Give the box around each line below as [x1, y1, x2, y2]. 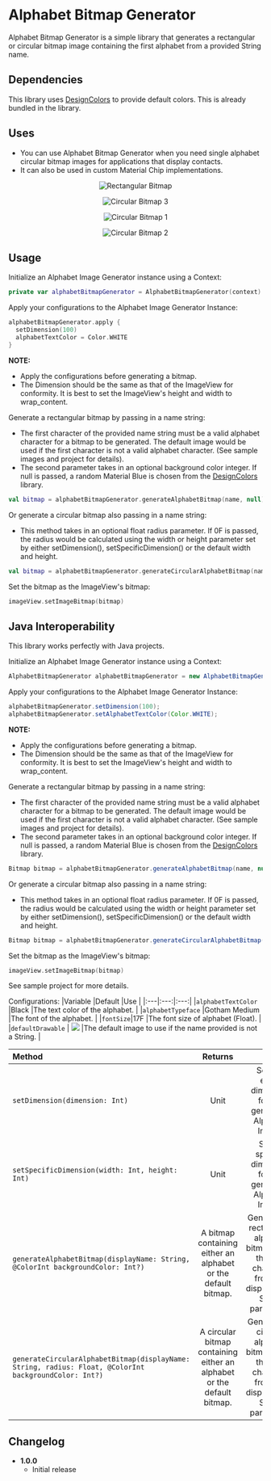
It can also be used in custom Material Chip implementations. [19, 165, 223, 175]
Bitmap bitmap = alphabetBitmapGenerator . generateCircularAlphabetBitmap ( [8, 936, 265, 945]
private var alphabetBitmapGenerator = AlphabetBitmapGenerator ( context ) [8, 288, 262, 297]
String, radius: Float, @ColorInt [12, 1363, 145, 1372]
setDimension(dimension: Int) [12, 1096, 129, 1105]
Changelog [8, 1434, 65, 1448]
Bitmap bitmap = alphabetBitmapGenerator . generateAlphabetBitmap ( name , [8, 865, 254, 873]
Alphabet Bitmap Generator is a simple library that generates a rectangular [8, 32, 256, 42]
